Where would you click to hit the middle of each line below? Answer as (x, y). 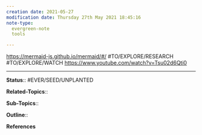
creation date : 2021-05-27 (40, 12)
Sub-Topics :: (23, 103)
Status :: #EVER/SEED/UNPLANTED (50, 80)
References (21, 127)
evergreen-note (31, 28)
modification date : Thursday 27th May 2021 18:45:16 (74, 17)
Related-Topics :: (27, 92)
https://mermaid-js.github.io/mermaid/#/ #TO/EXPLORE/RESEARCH (90, 56)
